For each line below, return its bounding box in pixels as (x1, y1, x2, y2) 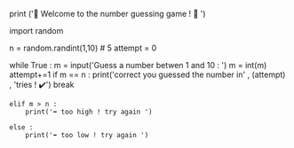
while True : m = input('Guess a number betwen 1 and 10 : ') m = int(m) (9, 60, 267, 70)
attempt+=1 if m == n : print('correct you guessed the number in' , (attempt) (9, 69, 286, 80)
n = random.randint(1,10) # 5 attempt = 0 (9, 43, 157, 53)
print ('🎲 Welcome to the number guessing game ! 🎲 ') (9, 9, 206, 19)
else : (9, 123, 34, 132)
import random (9, 26, 64, 35)
